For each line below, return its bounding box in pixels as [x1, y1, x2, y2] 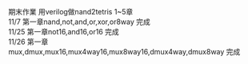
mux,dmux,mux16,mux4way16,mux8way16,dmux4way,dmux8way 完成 [8, 47, 241, 56]
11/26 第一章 [8, 37, 49, 46]
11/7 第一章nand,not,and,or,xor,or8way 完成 [8, 17, 150, 26]
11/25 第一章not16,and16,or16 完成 [8, 27, 120, 36]
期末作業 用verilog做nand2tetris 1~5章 [8, 7, 134, 16]
